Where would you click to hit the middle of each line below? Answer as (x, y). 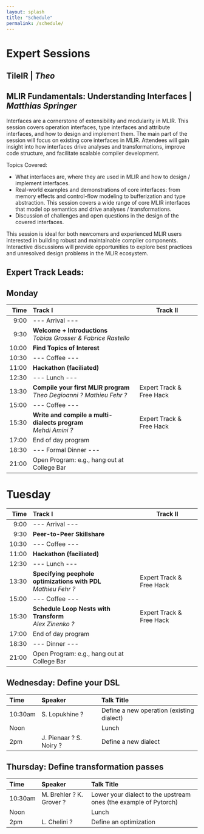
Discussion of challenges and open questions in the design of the (97, 215)
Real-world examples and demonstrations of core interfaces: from (98, 189)
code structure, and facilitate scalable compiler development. (83, 153)
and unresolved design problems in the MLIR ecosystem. (77, 253)
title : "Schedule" (29, 18)
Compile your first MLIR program (81, 387)
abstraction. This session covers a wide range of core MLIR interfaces (103, 202)
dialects (44, 422)
